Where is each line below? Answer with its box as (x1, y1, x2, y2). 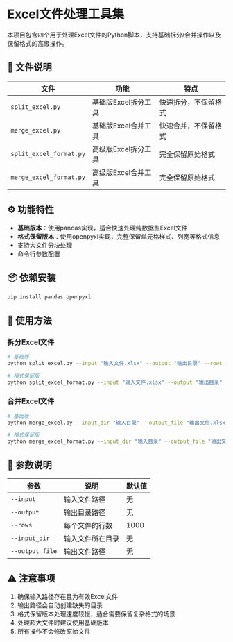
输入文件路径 (63, 495, 106, 505)
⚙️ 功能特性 (7, 204, 54, 216)
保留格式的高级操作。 (7, 39, 68, 47)
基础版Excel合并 (92, 121, 145, 130)
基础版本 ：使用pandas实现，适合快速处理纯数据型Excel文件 (17, 223, 188, 232)
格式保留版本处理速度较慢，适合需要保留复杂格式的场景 (17, 609, 175, 618)
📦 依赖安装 (7, 271, 57, 283)
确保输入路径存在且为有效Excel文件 (17, 592, 119, 600)
